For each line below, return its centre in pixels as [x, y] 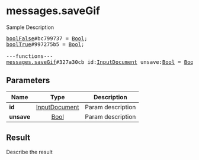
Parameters [28, 81]
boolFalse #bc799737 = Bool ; [47, 38]
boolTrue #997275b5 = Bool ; [45, 44]
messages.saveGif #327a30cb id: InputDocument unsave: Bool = [94, 62]
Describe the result [30, 152]
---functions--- [30, 56]
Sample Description [30, 27]
